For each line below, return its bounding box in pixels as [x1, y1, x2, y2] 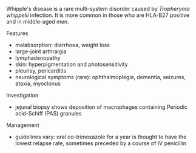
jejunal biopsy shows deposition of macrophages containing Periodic [15, 103, 188, 111]
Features [6, 30, 29, 37]
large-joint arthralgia [15, 48, 67, 55]
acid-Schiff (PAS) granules [15, 110, 82, 117]
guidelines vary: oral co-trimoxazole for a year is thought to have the [15, 133, 187, 140]
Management [6, 122, 39, 129]
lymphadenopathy [15, 54, 61, 61]
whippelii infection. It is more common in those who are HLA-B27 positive [6, 11, 190, 19]
